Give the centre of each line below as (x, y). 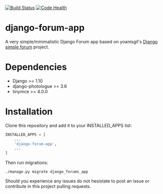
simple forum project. (27, 47)
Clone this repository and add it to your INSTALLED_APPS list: (68, 125)
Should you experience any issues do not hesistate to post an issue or (77, 181)
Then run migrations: (27, 163)
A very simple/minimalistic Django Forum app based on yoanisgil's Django (81, 41)
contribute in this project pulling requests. (48, 187)
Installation (29, 112)
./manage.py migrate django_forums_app (47, 172)
